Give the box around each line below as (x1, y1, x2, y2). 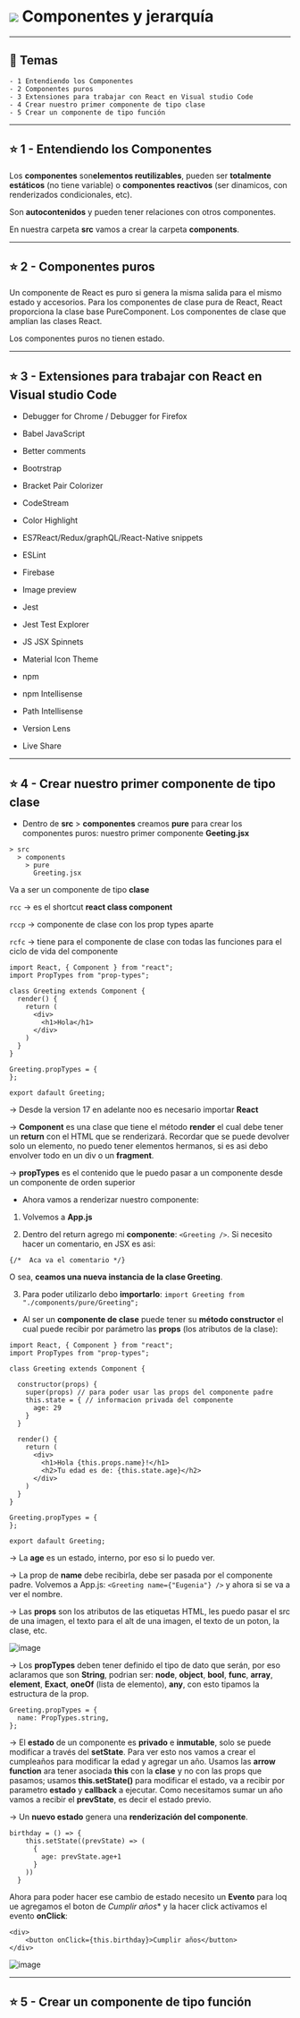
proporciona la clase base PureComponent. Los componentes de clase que (9, 306, 287, 317)
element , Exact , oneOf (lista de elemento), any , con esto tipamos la (9, 1679, 260, 1689)
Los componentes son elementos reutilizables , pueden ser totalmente (9, 170, 272, 181)
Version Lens (21, 723, 71, 734)
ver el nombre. (9, 1589, 63, 1599)
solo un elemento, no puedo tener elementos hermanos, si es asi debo (9, 1141, 269, 1151)
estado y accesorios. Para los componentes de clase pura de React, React (9, 297, 283, 308)
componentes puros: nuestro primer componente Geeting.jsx (21, 828, 250, 838)
